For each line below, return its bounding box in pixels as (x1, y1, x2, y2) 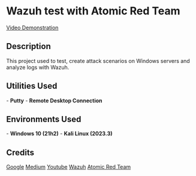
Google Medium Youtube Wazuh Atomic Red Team (6, 163, 131, 171)
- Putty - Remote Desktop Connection (6, 97, 103, 104)
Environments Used (6, 114, 82, 124)
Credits (6, 147, 35, 157)
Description (6, 41, 51, 51)
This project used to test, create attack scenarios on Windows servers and (6, 57, 190, 64)
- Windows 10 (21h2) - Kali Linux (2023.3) (6, 130, 113, 137)
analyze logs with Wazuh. (6, 63, 70, 71)
